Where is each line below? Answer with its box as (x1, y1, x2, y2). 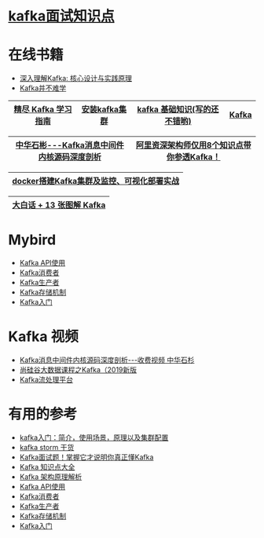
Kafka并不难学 (19, 83, 67, 93)
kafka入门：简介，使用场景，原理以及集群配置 (19, 433, 169, 442)
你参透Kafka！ (166, 152, 222, 163)
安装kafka (81, 104, 119, 115)
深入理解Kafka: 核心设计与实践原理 (19, 74, 132, 83)
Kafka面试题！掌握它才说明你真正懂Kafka (19, 452, 154, 462)
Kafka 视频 (8, 328, 79, 346)
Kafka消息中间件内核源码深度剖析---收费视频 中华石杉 (19, 355, 195, 364)
